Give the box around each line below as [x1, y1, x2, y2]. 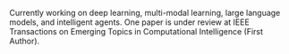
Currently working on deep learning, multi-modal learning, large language [9, 8, 281, 18]
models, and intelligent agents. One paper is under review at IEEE [9, 17, 251, 27]
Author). [9, 35, 40, 46]
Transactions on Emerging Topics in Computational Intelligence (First [9, 27, 264, 36]
